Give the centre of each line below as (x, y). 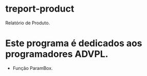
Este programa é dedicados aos (74, 43)
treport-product (40, 9)
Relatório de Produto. (28, 23)
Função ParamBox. (33, 68)
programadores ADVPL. (57, 54)
